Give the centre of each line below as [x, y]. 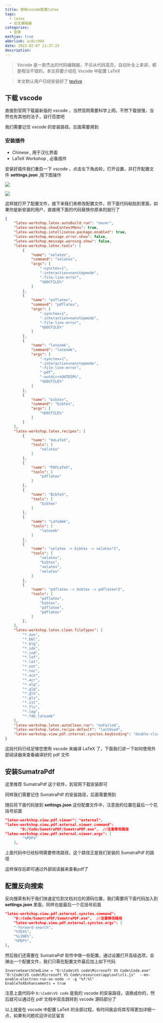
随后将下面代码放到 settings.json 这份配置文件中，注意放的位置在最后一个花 [81, 805]
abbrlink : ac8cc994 [25, 41]
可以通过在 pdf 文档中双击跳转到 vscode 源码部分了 [65, 999]
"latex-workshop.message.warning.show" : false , [63, 241]
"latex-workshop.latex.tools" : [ [48, 246]
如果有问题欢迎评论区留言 [39, 1015]
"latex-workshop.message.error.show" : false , [61, 237]
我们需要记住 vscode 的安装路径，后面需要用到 [52, 127]
